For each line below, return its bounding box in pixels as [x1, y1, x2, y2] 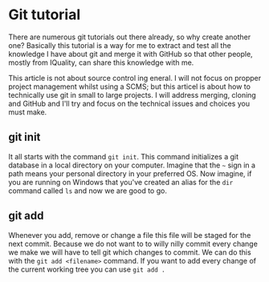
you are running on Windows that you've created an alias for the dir [8, 177, 234, 187]
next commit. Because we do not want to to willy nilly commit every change [8, 239, 259, 248]
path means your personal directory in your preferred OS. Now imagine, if [8, 168, 252, 178]
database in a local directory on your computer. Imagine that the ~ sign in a [8, 160, 255, 170]
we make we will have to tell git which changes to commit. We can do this [8, 247, 251, 257]
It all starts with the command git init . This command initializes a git [8, 151, 239, 161]
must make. [8, 107, 47, 117]
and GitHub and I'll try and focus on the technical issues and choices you [8, 99, 251, 108]
